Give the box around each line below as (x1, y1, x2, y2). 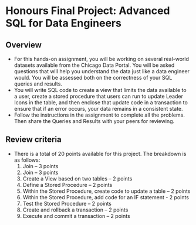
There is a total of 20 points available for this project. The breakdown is (13, 150, 187, 157)
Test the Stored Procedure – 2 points (22, 200, 112, 207)
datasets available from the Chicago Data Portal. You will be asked (13, 62, 175, 69)
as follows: (13, 156, 40, 163)
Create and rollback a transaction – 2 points (22, 206, 129, 213)
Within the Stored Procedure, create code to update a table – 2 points (22, 187, 191, 195)
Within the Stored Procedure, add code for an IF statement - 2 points (22, 193, 189, 200)
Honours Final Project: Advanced (5, 4, 170, 18)
